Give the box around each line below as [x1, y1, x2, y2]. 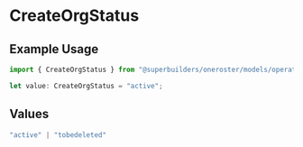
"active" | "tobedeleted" [9, 130, 106, 140]
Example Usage [9, 41, 99, 57]
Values [9, 106, 50, 122]
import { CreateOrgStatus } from [9, 65, 135, 74]
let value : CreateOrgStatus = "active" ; [9, 81, 164, 90]
